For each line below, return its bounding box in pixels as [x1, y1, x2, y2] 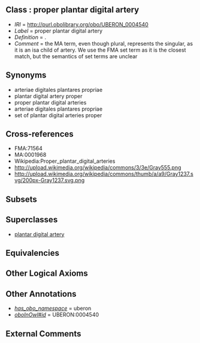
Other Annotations [5, 288, 77, 299]
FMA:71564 [14, 145, 43, 152]
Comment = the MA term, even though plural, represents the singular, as [14, 40, 193, 47]
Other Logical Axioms [5, 269, 88, 279]
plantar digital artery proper [14, 93, 83, 100]
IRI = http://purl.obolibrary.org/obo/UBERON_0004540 [14, 20, 149, 28]
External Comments [5, 329, 81, 339]
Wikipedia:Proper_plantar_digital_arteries [14, 157, 116, 165]
